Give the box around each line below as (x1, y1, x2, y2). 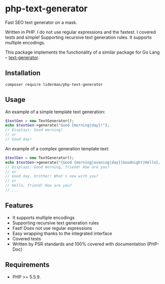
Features (5, 202, 33, 210)
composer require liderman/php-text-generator (5, 82, 103, 87)
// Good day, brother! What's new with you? (5, 174, 99, 179)
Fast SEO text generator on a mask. (5, 19, 78, 25)
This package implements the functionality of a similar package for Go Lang (5, 49, 160, 55)
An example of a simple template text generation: (5, 109, 106, 115)
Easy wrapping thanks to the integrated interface (12, 230, 112, 236)
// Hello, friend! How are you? (5, 183, 72, 188)
